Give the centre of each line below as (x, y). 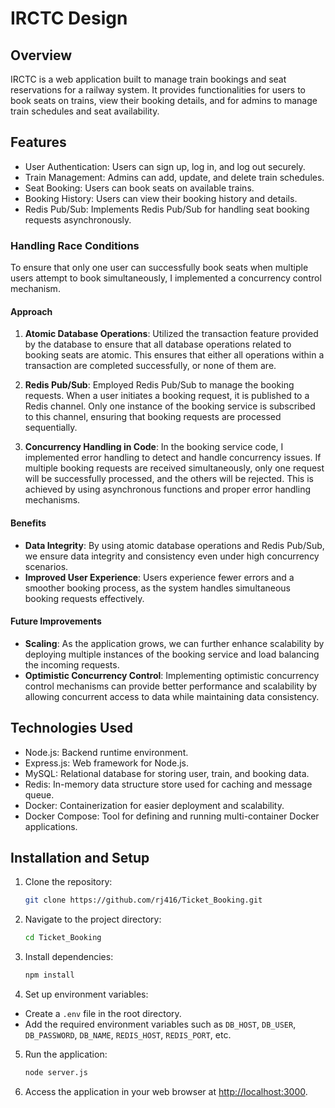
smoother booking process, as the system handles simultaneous (158, 588)
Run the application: (66, 1054)
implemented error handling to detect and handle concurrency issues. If (173, 458)
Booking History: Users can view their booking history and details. (161, 198)
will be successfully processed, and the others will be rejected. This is (169, 479)
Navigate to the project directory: (93, 919)
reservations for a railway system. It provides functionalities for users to (158, 90)
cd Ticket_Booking (63, 938)
